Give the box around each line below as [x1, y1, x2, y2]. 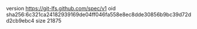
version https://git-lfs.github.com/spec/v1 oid [6, 5, 116, 12]
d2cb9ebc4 [6, 17, 35, 24]
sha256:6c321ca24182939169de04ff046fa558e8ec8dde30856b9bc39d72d [6, 11, 192, 18]
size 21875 [35, 17, 62, 24]
